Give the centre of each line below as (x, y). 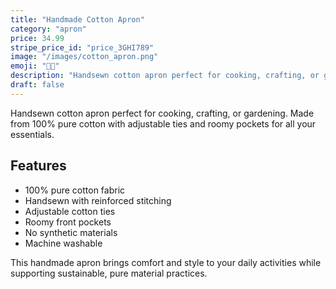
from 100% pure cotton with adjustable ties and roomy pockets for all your (163, 123)
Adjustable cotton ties (70, 211)
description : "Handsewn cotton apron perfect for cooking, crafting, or (165, 76)
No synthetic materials (71, 232)
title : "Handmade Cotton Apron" (77, 19)
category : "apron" (48, 29)
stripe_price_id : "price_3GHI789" (82, 47)
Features (38, 166)
